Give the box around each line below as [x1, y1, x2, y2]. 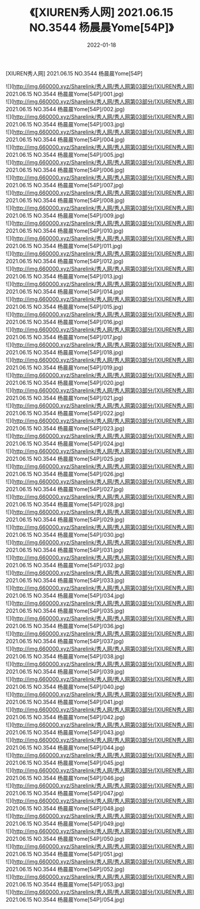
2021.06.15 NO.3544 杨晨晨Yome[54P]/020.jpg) [5, 379, 125, 386]
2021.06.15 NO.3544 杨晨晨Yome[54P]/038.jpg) [5, 652, 125, 660]
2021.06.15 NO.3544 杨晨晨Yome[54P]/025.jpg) [5, 455, 125, 462]
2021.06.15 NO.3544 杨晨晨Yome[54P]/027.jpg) [5, 485, 124, 493]
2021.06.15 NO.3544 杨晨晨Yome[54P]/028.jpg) [5, 500, 125, 508]
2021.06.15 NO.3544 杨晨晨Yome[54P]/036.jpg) [5, 622, 125, 629]
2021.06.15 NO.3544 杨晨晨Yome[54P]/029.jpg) [5, 516, 125, 523]
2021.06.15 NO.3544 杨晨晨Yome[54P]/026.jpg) [5, 470, 125, 477]
